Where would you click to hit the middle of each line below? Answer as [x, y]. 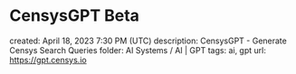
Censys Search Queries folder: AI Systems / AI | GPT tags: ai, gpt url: [138, 50]
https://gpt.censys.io [48, 60]
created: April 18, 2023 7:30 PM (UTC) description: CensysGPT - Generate [148, 41]
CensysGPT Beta [75, 16]
